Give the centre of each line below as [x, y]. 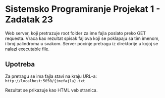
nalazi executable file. [27, 49]
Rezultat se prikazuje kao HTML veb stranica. [52, 90]
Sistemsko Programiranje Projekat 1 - [83, 9]
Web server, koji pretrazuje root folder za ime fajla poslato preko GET [76, 33]
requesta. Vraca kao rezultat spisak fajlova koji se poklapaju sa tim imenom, [82, 38]
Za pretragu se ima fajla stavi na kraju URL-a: [51, 76]
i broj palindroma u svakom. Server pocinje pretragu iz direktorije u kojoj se [82, 43]
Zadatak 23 [29, 19]
